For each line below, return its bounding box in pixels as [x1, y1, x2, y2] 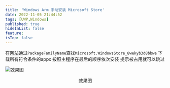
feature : [5, 31, 24, 36]
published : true [5, 21, 40, 27]
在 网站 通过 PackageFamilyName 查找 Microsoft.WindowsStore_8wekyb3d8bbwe [5, 50, 157, 56]
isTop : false [5, 36, 33, 41]
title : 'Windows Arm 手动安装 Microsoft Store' [5, 7, 105, 13]
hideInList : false [5, 26, 44, 31]
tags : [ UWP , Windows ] [5, 17, 49, 22]
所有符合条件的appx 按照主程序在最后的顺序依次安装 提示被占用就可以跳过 [9, 56, 165, 62]
